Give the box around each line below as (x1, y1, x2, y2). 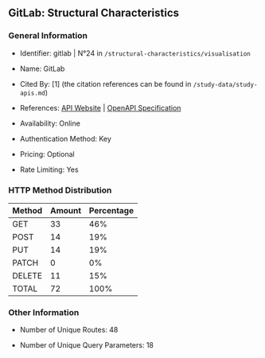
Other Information (8, 306, 80, 317)
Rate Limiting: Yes (19, 165, 79, 174)
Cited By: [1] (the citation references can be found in (19, 79, 192, 88)
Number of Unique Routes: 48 (19, 325, 119, 335)
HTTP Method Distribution (8, 185, 112, 196)
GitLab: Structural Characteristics (8, 6, 179, 20)
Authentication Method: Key (19, 134, 111, 143)
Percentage (88, 204, 134, 216)
